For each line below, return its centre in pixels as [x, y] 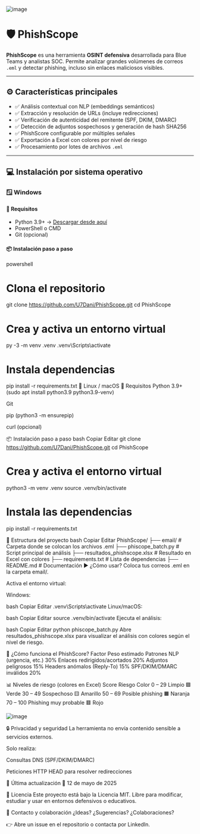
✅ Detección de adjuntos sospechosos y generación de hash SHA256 [101, 126]
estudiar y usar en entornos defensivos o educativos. [71, 801]
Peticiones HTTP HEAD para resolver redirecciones [69, 771]
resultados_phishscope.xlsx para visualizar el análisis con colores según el [98, 636]
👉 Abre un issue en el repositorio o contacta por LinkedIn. [78, 824]
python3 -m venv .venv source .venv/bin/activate [66, 488]
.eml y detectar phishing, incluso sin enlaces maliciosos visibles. [85, 67]
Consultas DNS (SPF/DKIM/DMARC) [51, 760]
